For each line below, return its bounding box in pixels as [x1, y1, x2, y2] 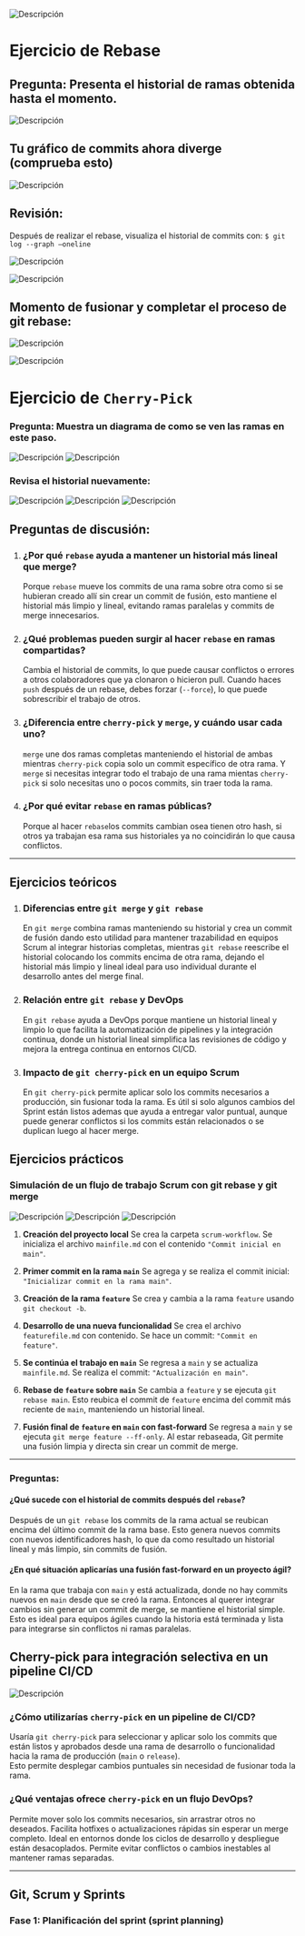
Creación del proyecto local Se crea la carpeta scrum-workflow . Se [22, 1229, 273, 1239]
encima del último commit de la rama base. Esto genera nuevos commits [9, 1524, 281, 1535]
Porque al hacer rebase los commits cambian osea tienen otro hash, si [22, 820, 282, 831]
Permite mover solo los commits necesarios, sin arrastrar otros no [9, 1813, 256, 1824]
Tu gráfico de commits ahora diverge [9, 141, 222, 156]
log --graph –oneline [9, 239, 92, 249]
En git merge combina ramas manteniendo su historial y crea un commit [22, 923, 292, 934]
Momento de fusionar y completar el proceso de [9, 300, 288, 316]
